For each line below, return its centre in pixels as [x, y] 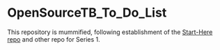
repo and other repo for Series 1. [54, 39]
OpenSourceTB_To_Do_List [87, 13]
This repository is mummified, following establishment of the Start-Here [110, 32]
